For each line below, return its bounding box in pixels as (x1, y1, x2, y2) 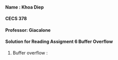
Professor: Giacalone (5, 27, 51, 33)
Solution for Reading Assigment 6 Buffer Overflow (5, 38, 113, 45)
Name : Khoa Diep (5, 4, 44, 10)
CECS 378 (5, 16, 27, 22)
